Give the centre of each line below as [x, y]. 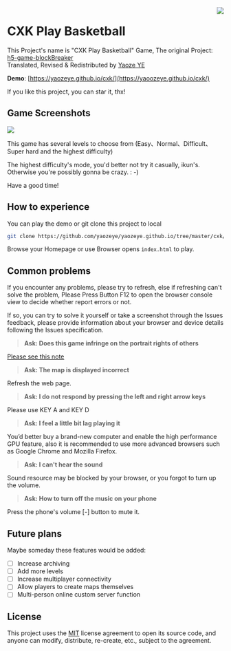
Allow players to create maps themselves [75, 587]
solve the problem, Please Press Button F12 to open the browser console [110, 295]
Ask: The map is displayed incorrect [76, 370]
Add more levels [40, 571]
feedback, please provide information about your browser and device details [115, 323]
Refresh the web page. [40, 383]
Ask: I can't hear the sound [63, 465]
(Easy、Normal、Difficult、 [173, 143]
